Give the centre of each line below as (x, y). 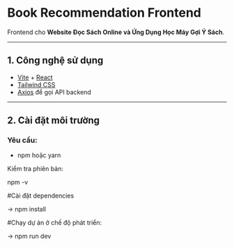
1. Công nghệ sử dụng (55, 61)
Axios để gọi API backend (54, 92)
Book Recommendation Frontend (104, 13)
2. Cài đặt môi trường (53, 121)
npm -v (18, 182)
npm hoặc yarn (39, 155)
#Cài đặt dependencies (41, 196)
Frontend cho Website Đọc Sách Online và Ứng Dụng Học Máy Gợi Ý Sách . (116, 32)
